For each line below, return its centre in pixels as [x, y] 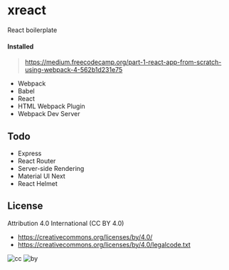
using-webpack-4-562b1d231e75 [74, 70]
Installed [21, 46]
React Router [37, 161]
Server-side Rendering [51, 168]
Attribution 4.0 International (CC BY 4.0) [66, 223]
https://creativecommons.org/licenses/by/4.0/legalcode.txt [104, 244]
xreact [27, 10]
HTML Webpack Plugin [51, 106]
